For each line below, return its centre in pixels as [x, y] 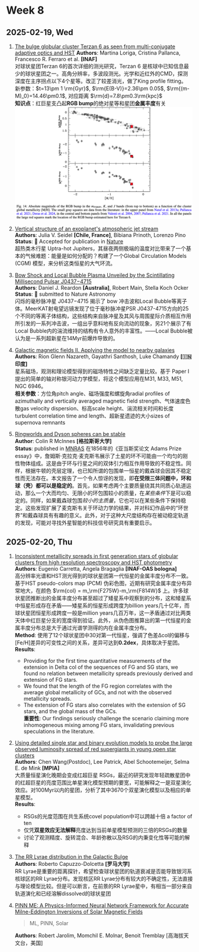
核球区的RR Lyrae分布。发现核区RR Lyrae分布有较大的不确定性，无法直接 [104, 879]
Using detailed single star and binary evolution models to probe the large [103, 743]
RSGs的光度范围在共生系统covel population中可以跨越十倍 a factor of [108, 817]
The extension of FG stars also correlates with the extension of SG [105, 705]
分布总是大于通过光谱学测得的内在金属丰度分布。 [90, 628]
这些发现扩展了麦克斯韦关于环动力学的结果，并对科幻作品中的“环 [104, 508]
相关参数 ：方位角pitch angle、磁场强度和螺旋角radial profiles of [92, 394]
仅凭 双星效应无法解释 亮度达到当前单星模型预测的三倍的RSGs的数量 [105, 830]
